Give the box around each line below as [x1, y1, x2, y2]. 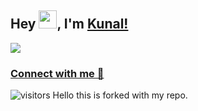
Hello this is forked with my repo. [52, 89, 188, 101]
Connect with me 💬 [10, 66, 105, 80]
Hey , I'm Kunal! [10, 16, 129, 33]
